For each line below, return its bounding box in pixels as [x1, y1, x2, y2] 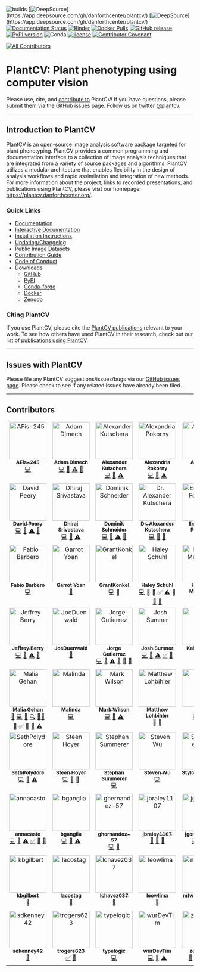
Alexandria [143, 459, 171, 465]
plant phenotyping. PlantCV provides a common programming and [6, 147, 169, 154]
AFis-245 [15, 459, 40, 465]
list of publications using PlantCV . [6, 337, 88, 344]
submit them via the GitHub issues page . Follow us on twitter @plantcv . [6, 102, 181, 109]
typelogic [102, 948, 126, 954]
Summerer [101, 775, 127, 782]
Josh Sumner [140, 644, 174, 651]
